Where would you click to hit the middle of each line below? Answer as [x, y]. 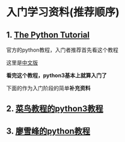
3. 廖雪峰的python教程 [48, 131]
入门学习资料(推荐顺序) [63, 12]
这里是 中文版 [22, 63]
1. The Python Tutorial [48, 34]
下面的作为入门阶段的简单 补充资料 [48, 88]
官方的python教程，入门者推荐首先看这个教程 [62, 50]
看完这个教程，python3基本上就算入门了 [56, 75]
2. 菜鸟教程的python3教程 [55, 109]
